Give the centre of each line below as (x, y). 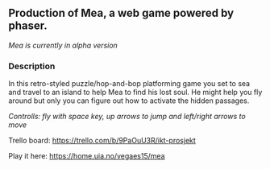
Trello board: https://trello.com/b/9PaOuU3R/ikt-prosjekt (102, 141)
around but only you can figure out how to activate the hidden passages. (129, 101)
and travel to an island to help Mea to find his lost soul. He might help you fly (135, 93)
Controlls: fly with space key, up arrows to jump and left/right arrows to (127, 117)
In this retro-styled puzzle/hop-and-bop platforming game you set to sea (129, 84)
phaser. (28, 26)
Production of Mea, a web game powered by (121, 13)
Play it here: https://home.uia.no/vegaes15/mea (87, 156)
